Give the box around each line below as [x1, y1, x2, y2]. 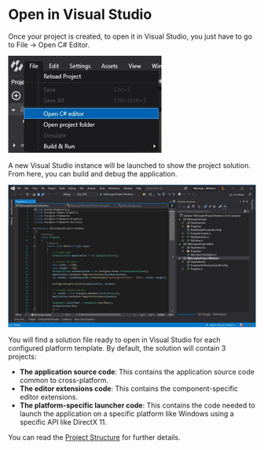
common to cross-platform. [19, 376, 108, 385]
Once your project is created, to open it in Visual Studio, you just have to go [8, 32, 253, 41]
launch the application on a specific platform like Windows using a [19, 409, 234, 418]
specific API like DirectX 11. [19, 418, 108, 427]
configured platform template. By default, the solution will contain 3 [8, 344, 226, 353]
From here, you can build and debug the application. [8, 169, 178, 178]
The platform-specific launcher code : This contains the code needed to [19, 400, 255, 411]
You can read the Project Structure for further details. [8, 433, 181, 442]
